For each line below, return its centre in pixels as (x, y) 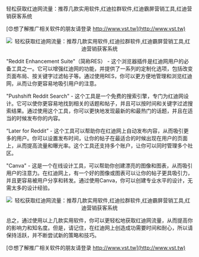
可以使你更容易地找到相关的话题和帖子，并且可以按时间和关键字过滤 (105, 103)
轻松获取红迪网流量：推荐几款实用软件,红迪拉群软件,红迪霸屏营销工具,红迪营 (99, 9)
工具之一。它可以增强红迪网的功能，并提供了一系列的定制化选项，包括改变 (102, 69)
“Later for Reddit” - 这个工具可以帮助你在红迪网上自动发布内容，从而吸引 (95, 131)
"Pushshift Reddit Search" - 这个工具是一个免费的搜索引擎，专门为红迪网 (95, 96)
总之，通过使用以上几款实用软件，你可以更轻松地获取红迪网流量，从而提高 (97, 220)
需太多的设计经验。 (30, 188)
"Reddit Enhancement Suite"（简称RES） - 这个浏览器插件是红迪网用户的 (95, 61)
